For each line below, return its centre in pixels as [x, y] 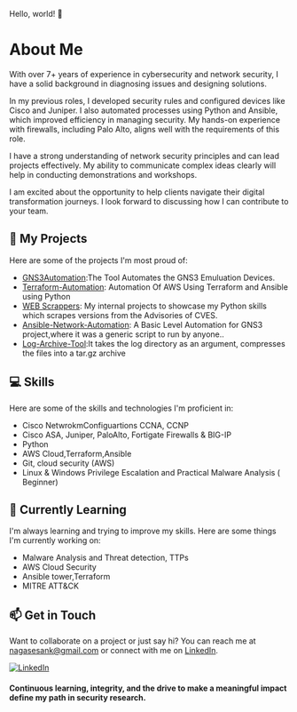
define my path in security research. [78, 697]
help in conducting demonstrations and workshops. [103, 174]
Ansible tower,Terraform [66, 577]
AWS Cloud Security [59, 567]
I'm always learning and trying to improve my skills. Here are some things [143, 531]
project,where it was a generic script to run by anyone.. [123, 334]
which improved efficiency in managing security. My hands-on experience [145, 119]
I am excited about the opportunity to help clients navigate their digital [137, 192]
